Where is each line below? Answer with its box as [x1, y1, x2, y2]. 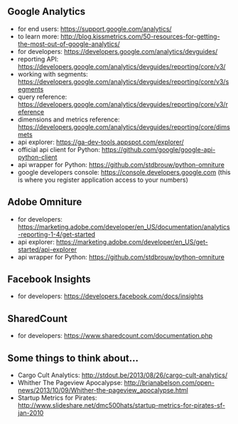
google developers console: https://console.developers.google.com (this [17, 168, 231, 176]
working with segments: [17, 70, 89, 78]
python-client [17, 153, 58, 161]
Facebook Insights [7, 273, 91, 286]
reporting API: [17, 55, 59, 63]
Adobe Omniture [7, 196, 82, 208]
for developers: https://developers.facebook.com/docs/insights [17, 292, 204, 300]
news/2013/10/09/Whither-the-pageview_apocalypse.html [17, 386, 188, 395]
